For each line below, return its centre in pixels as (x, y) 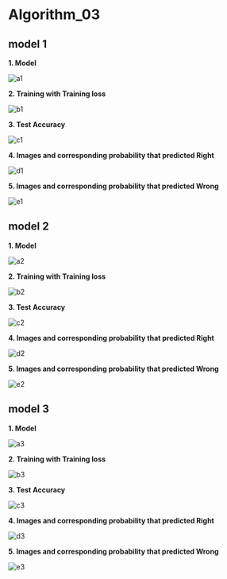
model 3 (29, 409)
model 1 (28, 44)
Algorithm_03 (54, 15)
